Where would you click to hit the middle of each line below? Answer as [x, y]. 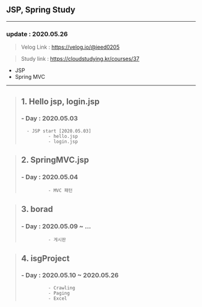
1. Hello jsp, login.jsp [60, 101]
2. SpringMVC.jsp [55, 160]
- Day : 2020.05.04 [49, 177]
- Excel [57, 298]
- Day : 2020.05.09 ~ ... [56, 226]
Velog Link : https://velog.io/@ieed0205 [70, 47]
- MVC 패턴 [60, 191]
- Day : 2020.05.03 [49, 119]
